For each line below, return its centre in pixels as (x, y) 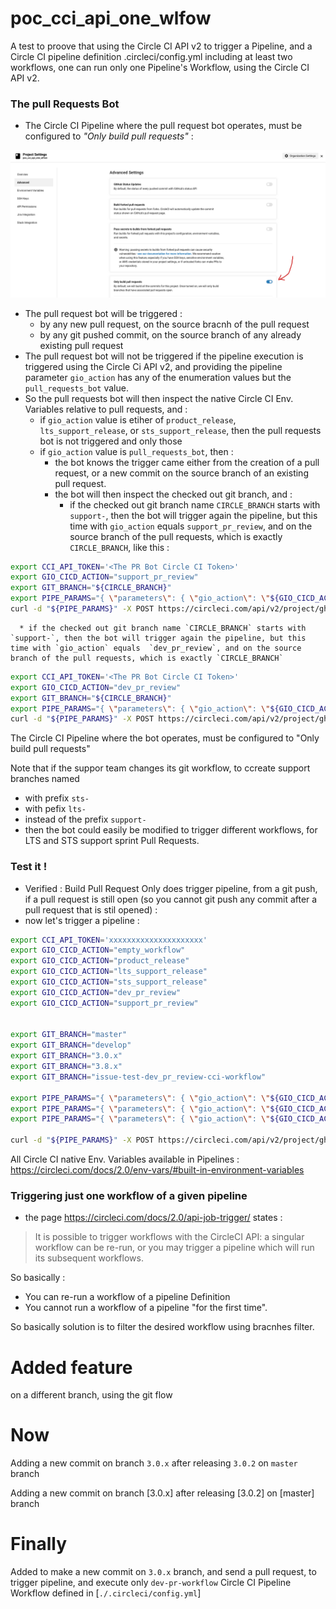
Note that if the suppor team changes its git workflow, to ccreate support (160, 768)
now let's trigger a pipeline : (82, 920)
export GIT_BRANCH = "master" (69, 1035)
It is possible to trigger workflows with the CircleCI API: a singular (169, 1237)
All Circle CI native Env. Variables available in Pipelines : (125, 1159)
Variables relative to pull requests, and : (106, 409)
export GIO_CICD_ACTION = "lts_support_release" (109, 972)
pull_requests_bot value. (76, 388)
